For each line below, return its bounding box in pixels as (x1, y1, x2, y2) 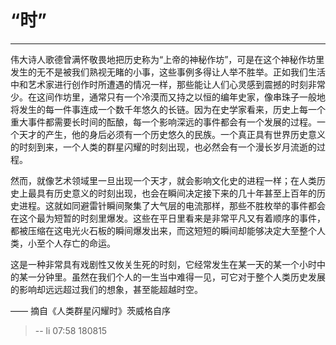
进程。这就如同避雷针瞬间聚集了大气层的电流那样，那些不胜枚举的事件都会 (18, 199, 326, 211)
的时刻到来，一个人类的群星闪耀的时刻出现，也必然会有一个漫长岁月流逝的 (10, 141, 317, 153)
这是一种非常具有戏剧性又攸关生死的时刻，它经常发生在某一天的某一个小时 (10, 258, 317, 270)
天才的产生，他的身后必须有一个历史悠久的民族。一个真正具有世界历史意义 (18, 128, 326, 140)
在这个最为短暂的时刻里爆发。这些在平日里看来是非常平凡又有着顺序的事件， (10, 212, 326, 224)
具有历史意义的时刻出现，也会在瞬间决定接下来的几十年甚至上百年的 (36, 187, 317, 199)
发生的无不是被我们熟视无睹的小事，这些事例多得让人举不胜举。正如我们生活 (10, 66, 326, 78)
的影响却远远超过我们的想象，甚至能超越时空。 (10, 283, 203, 295)
